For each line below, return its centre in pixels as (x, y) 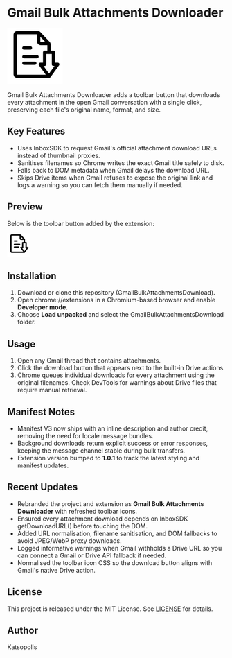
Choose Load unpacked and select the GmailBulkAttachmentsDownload (120, 315)
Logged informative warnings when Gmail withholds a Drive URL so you (119, 548)
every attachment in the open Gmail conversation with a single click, (105, 102)
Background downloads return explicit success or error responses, (113, 443)
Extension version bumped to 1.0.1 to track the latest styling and (108, 458)
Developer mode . (42, 307)
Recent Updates (43, 487)
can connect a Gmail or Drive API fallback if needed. (92, 555)
